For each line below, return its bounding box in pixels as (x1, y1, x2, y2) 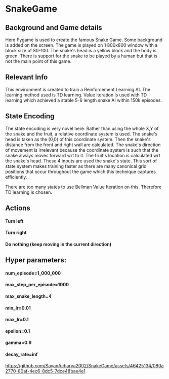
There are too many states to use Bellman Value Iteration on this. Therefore (5, 184, 162, 190)
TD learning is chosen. (5, 189, 52, 195)
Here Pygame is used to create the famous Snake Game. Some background (5, 37, 163, 43)
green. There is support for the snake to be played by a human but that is (5, 53, 158, 59)
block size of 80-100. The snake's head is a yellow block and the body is (5, 48, 157, 53)
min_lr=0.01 (5, 305, 31, 311)
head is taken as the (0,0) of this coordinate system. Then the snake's (5, 136, 151, 142)
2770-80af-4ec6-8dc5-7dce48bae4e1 (5, 368, 86, 374)
